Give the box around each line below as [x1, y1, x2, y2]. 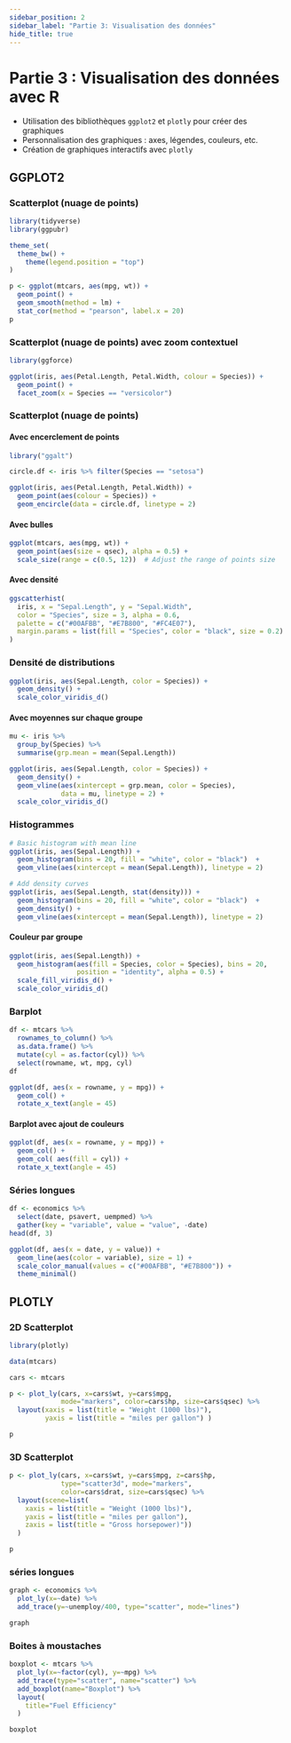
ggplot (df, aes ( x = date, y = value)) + [9, 1245, 161, 1254]
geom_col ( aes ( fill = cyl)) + [17, 1155, 129, 1164]
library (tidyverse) [9, 217, 82, 226]
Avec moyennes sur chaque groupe [9, 712, 144, 723]
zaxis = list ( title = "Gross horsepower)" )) [25, 1520, 193, 1530]
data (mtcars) [9, 1357, 58, 1366]
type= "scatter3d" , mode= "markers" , [60, 1479, 193, 1488]
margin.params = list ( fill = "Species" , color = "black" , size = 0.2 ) [17, 627, 284, 636]
